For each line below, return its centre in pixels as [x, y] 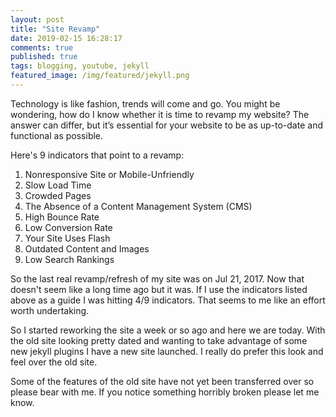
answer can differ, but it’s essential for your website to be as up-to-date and [166, 125]
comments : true [42, 47]
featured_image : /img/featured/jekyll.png [100, 76]
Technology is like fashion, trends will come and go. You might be [145, 103]
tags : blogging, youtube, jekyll [80, 66]
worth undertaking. [50, 310]
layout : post [37, 19]
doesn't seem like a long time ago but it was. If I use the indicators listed [159, 289]
